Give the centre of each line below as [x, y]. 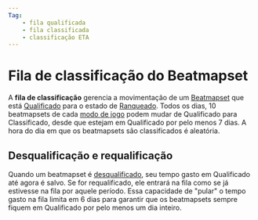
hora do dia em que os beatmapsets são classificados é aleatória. [114, 131]
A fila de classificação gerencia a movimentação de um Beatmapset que [126, 98]
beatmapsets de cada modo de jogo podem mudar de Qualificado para [123, 114]
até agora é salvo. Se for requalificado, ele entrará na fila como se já [118, 182]
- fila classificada [56, 30]
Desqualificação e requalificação [91, 155]
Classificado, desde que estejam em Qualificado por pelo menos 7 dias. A [127, 123]
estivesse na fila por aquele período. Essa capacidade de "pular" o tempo [127, 191]
